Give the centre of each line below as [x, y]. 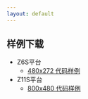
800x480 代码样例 [54, 88]
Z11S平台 [30, 80]
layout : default [30, 14]
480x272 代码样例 [54, 71]
